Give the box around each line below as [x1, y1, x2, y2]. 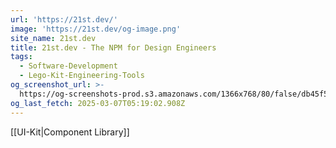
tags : [10, 52, 33, 62]
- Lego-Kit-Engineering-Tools [19, 71, 145, 81]
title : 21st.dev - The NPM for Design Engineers [10, 42, 217, 53]
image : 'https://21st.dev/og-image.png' [10, 24, 182, 34]
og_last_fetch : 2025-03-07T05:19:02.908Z [10, 98, 186, 108]
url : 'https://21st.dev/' [10, 14, 118, 25]
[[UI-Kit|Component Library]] [10, 126, 130, 138]
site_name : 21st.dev [10, 33, 97, 43]
